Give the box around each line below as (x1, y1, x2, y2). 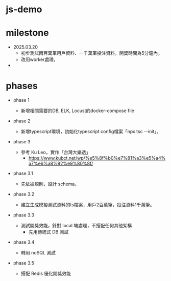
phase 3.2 (13, 191, 35, 198)
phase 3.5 (13, 260, 35, 266)
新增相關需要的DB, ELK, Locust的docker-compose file (20, 107, 134, 114)
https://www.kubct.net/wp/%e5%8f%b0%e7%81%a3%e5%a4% (28, 155, 166, 161)
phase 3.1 (13, 170, 33, 177)
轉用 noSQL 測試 (20, 250, 56, 256)
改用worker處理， (20, 56, 58, 62)
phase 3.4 (13, 239, 35, 245)
